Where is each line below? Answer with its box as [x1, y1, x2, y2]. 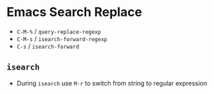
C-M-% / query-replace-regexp [16, 27, 101, 36]
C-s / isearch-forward [16, 42, 80, 50]
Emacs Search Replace [6, 4, 143, 20]
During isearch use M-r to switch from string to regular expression [16, 79, 208, 87]
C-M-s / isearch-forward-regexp [16, 34, 108, 42]
